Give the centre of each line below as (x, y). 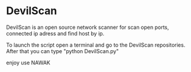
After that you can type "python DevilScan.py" (63, 51)
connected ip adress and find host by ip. (55, 33)
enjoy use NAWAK (28, 63)
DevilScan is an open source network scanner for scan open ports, (88, 27)
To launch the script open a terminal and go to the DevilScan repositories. (96, 45)
